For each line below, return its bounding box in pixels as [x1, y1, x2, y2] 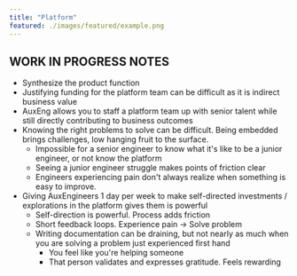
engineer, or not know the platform [35, 153, 162, 164]
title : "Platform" [9, 12, 77, 22]
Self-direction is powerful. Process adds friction [35, 209, 211, 220]
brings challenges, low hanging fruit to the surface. [21, 134, 209, 145]
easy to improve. [35, 181, 97, 192]
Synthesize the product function [21, 77, 140, 89]
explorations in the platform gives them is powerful [21, 201, 208, 211]
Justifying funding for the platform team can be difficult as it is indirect [21, 87, 280, 98]
